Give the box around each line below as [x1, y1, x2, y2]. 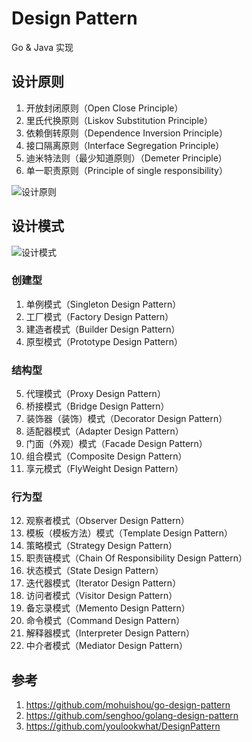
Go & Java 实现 [11, 41, 74, 53]
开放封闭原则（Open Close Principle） [25, 102, 184, 114]
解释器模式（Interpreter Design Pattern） [25, 627, 196, 639]
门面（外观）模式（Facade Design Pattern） [25, 438, 208, 450]
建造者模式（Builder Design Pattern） [25, 323, 181, 335]
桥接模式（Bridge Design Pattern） [25, 400, 170, 412]
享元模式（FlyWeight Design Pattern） [25, 463, 184, 475]
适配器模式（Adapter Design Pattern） [25, 425, 184, 437]
